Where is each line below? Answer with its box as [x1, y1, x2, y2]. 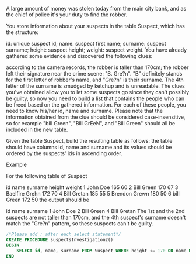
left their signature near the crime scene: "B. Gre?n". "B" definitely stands [6, 70, 183, 77]
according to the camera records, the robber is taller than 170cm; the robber [6, 64, 189, 71]
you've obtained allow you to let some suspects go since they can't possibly [6, 89, 190, 95]
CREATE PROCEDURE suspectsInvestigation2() [6, 236, 114, 242]
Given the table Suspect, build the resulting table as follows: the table [6, 138, 173, 144]
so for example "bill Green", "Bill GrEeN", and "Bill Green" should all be [6, 120, 176, 126]
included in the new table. [6, 126, 68, 133]
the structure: [6, 29, 39, 36]
